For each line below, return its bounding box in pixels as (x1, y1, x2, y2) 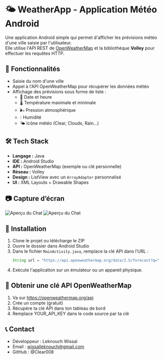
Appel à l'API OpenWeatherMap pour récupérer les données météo (12, 83, 149, 89)
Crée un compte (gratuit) (12, 300, 64, 306)
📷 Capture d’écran (5, 194, 65, 202)
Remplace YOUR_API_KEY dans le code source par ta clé (12, 310, 129, 317)
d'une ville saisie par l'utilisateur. (5, 39, 72, 45)
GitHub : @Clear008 (12, 349, 54, 355)
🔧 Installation (5, 224, 47, 233)
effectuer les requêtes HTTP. (5, 50, 65, 56)
